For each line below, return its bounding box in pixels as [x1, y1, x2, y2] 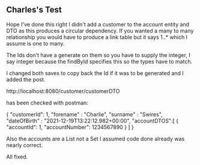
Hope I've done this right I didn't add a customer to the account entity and [6, 20, 190, 28]
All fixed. [6, 153, 28, 160]
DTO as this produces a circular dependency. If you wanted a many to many [6, 27, 194, 34]
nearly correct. [6, 141, 43, 149]
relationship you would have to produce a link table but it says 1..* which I [6, 33, 188, 41]
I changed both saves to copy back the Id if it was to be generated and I [6, 69, 184, 77]
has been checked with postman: [6, 99, 89, 106]
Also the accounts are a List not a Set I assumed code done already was [6, 135, 185, 142]
